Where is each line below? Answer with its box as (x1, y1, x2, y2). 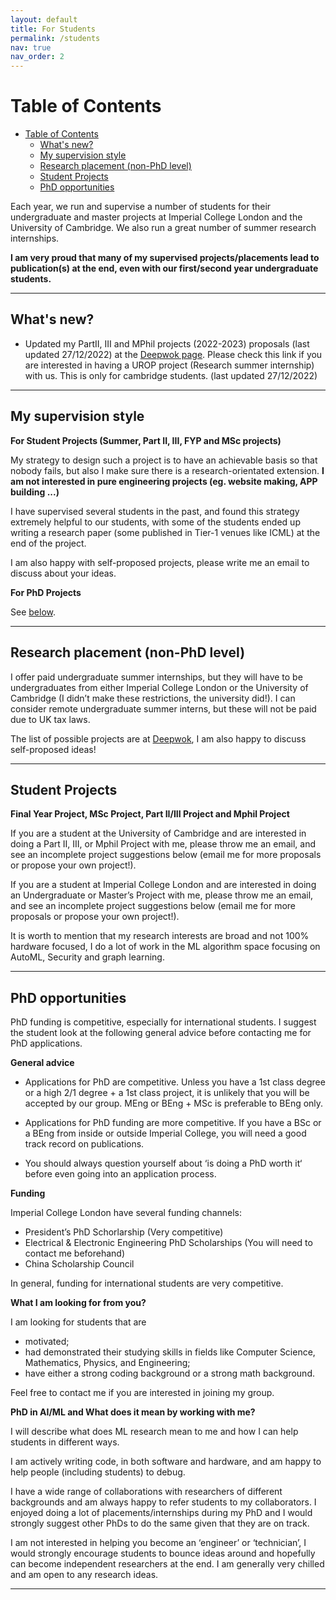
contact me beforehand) (24, 1247, 126, 1260)
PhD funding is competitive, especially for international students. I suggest (10, 1016, 317, 1028)
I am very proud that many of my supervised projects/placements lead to (10, 252, 320, 264)
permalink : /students (10, 33, 101, 43)
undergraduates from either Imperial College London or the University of (10, 681, 309, 693)
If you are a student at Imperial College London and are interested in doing (10, 879, 317, 891)
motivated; (24, 1336, 70, 1348)
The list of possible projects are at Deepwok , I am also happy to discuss (10, 732, 307, 745)
